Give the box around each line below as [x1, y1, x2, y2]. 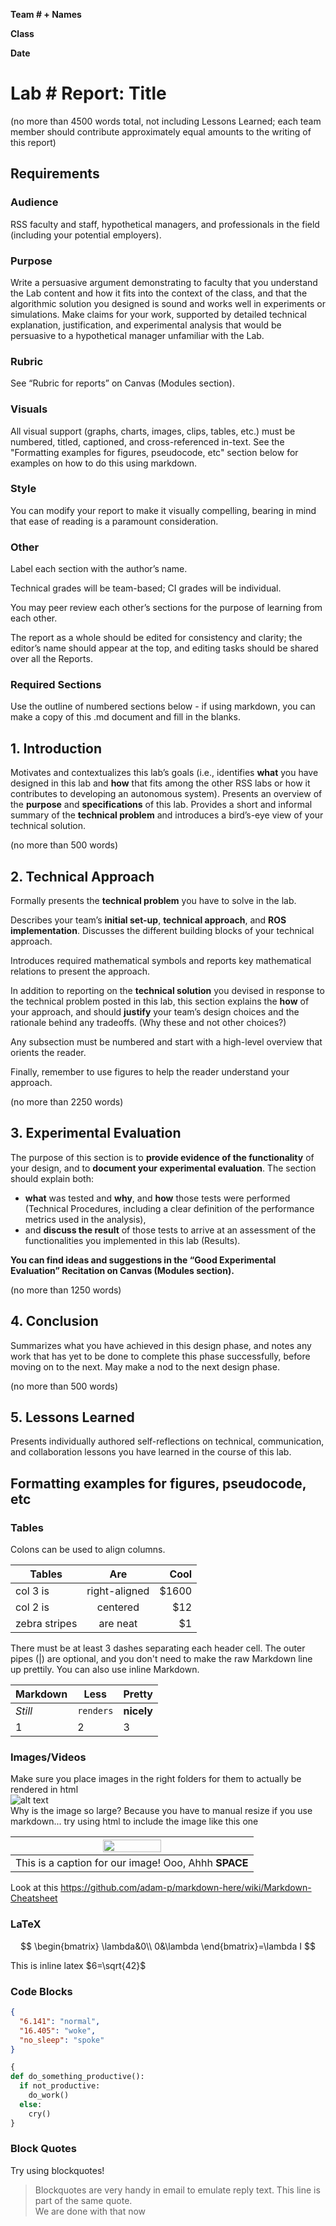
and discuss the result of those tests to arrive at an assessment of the [24, 1224, 317, 1236]
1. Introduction [10, 740, 102, 757]
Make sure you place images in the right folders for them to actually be [10, 1773, 302, 1785]
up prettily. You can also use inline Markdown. [10, 1664, 200, 1676]
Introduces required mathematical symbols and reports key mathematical [10, 955, 312, 967]
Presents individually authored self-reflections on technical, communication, [10, 1435, 325, 1448]
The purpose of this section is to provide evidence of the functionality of [10, 1151, 315, 1163]
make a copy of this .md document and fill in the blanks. [10, 711, 241, 723]
